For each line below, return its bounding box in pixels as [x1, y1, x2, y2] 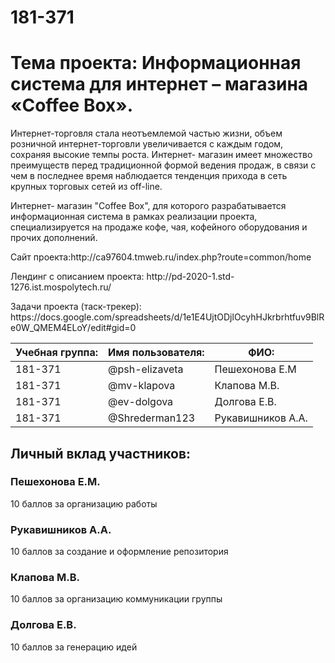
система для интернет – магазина [10, 73, 309, 96]
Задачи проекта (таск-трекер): [10, 301, 142, 313]
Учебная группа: [15, 346, 98, 360]
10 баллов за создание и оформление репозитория [10, 546, 229, 558]
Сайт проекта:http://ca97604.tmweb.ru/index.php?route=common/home [10, 251, 312, 263]
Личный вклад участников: [10, 445, 192, 462]
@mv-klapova [108, 379, 176, 393]
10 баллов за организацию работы [10, 497, 158, 510]
